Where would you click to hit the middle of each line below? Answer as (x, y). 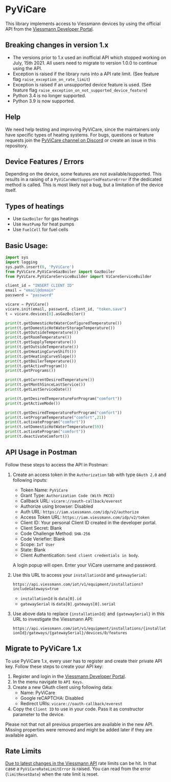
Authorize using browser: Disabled (57, 506)
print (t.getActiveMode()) (33, 403)
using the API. (27, 68)
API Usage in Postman (41, 452)
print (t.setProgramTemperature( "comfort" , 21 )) (56, 417)
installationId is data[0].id (51, 598)
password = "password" (29, 295)
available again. (22, 735)
